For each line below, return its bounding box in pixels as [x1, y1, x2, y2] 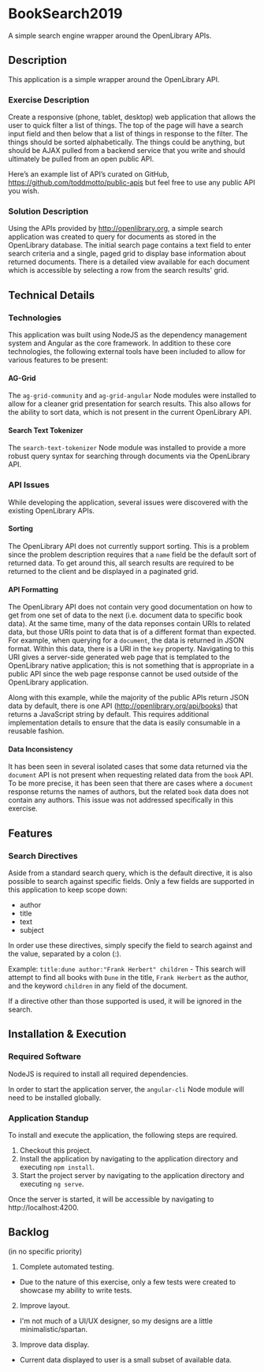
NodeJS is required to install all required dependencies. [8, 1069, 188, 1079]
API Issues [8, 479, 50, 490]
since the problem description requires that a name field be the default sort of [8, 550, 257, 559]
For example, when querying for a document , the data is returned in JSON [8, 636, 244, 645]
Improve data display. [19, 1340, 90, 1349]
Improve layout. [19, 1300, 71, 1310]
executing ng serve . [19, 1180, 84, 1189]
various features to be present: [8, 356, 109, 365]
